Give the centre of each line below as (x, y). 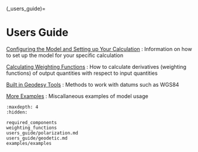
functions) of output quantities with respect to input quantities (82, 73)
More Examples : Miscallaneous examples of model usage (77, 96)
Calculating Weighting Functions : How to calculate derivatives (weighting (96, 66)
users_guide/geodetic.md (37, 138)
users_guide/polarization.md (42, 133)
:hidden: (17, 112)
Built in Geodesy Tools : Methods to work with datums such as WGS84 (93, 84)
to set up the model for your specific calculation (65, 55)
